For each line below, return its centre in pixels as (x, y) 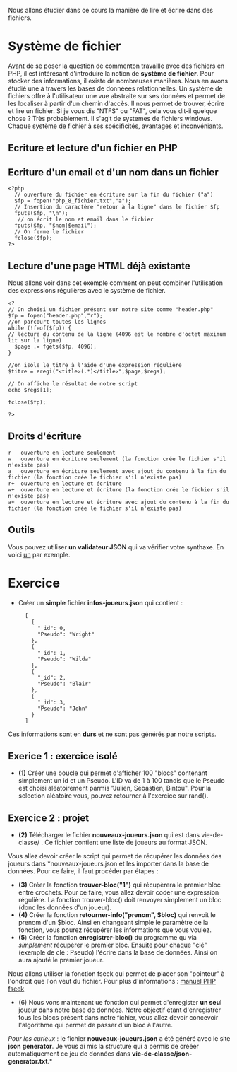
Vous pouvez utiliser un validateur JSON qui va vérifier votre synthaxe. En (116, 547)
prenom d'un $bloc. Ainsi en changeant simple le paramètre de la (113, 923)
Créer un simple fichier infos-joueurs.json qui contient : (100, 602)
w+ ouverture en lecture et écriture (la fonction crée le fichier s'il (119, 490)
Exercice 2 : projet (49, 818)
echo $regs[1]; (30, 390)
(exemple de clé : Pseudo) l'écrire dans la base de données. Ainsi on (118, 952)
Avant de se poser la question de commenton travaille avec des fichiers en (116, 66)
